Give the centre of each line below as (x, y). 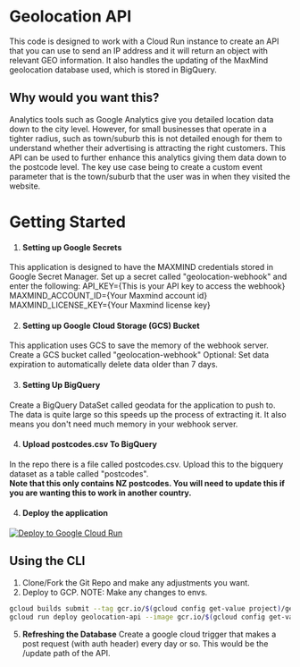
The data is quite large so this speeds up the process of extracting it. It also (148, 414)
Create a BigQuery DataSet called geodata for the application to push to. (142, 405)
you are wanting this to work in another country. (100, 493)
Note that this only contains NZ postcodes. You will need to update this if (147, 483)
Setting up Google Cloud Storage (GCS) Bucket (111, 325)
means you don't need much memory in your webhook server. (124, 424)
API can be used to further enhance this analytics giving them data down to (148, 157)
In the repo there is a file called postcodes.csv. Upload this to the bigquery (146, 464)
